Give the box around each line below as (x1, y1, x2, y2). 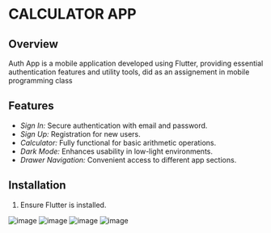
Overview (8, 37, 59, 51)
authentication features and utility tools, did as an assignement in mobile (8, 67, 250, 77)
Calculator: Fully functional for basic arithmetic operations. (19, 138, 217, 147)
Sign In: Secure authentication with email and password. (19, 121, 208, 130)
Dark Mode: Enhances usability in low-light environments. (19, 146, 213, 156)
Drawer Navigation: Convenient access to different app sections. (19, 155, 237, 164)
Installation (8, 179, 66, 193)
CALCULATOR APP (8, 5, 137, 23)
